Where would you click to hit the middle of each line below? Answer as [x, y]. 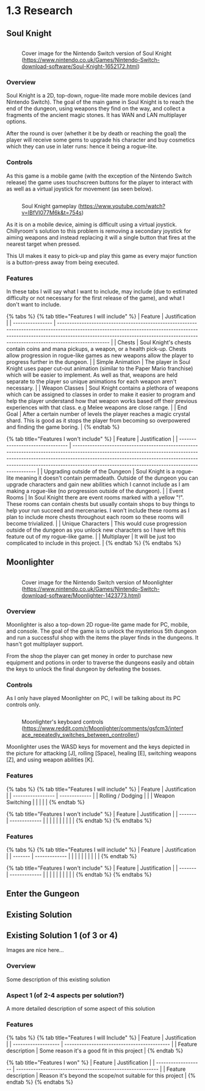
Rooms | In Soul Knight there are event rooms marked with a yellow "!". [95, 497]
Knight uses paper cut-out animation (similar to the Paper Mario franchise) [100, 368]
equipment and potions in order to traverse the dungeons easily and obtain [100, 663]
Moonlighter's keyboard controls [63, 722]
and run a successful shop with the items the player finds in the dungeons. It [103, 637]
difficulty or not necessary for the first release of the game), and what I [95, 298]
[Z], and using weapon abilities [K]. [50, 760]
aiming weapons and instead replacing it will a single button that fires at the [101, 237]
